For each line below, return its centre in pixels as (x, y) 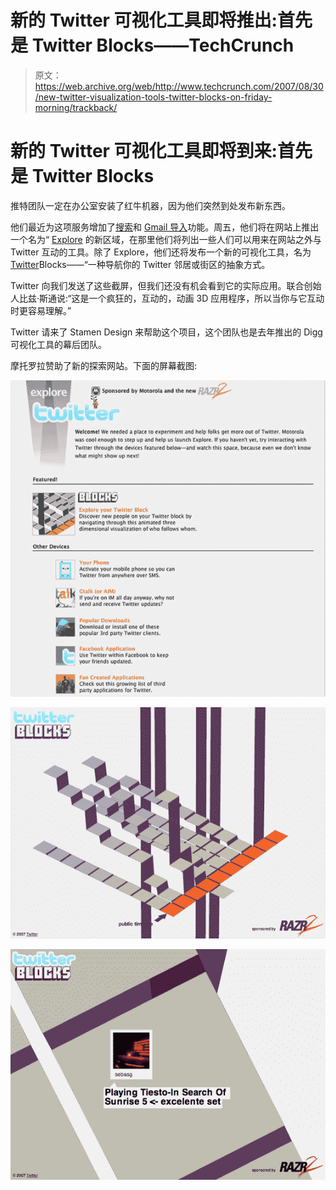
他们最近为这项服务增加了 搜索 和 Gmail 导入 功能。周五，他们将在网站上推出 (165, 227)
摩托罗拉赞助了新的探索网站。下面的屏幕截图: (104, 365)
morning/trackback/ (76, 107)
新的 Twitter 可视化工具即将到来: (144, 151)
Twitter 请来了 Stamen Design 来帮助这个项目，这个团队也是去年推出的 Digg (166, 332)
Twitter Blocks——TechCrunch (163, 45)
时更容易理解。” (41, 310)
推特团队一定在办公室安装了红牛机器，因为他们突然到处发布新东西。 (150, 205)
